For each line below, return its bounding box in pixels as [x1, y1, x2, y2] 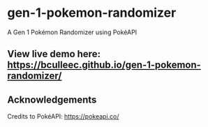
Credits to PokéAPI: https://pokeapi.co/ [7, 112, 120, 121]
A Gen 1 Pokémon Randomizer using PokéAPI [7, 28, 138, 36]
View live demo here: [7, 48, 101, 60]
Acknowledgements [7, 94, 97, 105]
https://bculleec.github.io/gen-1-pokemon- [7, 59, 201, 71]
